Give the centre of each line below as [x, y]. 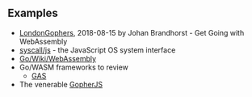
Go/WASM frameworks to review [73, 67]
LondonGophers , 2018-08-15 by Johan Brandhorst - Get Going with [132, 32]
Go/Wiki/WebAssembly [58, 58]
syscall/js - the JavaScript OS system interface [97, 50]
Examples [33, 13]
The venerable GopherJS [61, 84]
